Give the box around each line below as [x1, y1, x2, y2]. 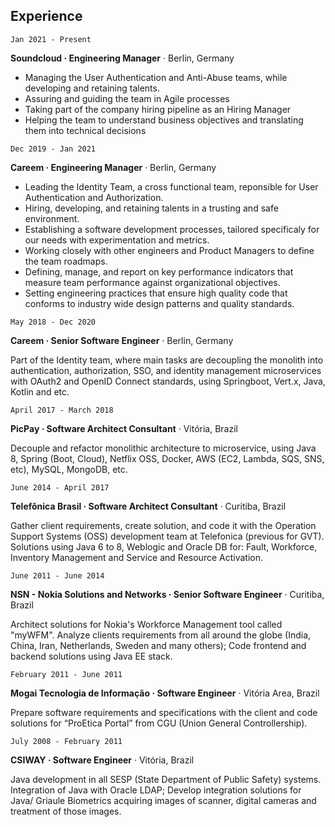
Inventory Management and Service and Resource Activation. [10, 551, 263, 563]
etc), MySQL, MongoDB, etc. [10, 463, 128, 475]
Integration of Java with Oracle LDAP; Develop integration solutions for [10, 784, 302, 796]
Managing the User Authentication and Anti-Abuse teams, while [24, 71, 288, 83]
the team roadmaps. [24, 255, 108, 267]
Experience [10, 8, 83, 25]
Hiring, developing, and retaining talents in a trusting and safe [24, 202, 279, 214]
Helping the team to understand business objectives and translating [24, 114, 304, 126]
